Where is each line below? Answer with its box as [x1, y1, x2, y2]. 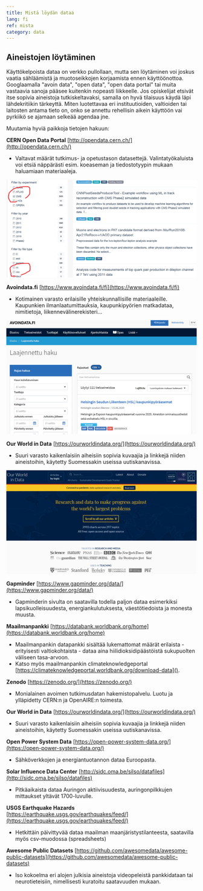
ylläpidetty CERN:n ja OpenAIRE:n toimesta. [14, 696, 124, 703]
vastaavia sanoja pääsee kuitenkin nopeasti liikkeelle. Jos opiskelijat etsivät [6, 88, 194, 95]
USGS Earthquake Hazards [6, 804, 75, 811]
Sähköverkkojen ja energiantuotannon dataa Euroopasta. [14, 756, 156, 763]
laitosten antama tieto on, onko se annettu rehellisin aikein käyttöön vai [6, 106, 182, 114]
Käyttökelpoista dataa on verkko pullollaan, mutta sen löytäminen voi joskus [6, 68, 195, 76]
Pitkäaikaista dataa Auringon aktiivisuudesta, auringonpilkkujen [14, 786, 173, 793]
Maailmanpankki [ [6, 622, 53, 630]
